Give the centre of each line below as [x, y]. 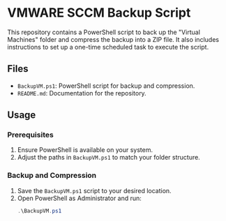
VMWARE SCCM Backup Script [99, 13]
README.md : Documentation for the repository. [82, 93]
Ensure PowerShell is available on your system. [85, 150]
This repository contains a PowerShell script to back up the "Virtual [104, 32]
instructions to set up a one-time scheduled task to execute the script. [108, 47]
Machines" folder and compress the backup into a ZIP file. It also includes [113, 39]
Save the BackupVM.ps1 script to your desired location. [95, 190]
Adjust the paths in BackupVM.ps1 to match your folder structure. [108, 158]
